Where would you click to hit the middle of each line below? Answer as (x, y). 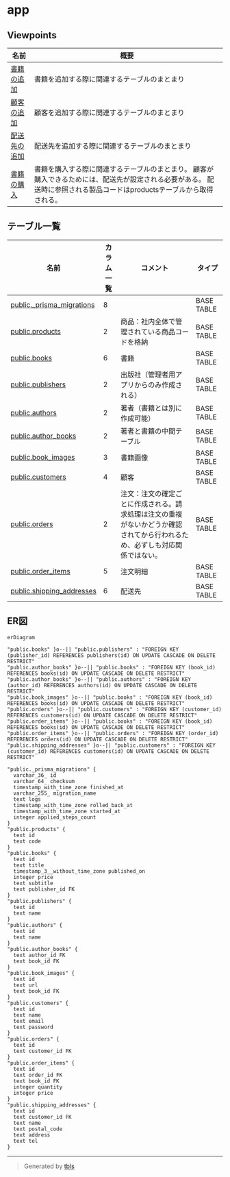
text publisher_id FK (44, 889)
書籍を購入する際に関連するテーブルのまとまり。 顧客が (124, 169)
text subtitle (33, 883)
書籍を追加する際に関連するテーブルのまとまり (109, 79)
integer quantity (38, 1087)
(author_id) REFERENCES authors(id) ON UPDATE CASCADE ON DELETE (102, 685)
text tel (26, 1141)
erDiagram (21, 637)
